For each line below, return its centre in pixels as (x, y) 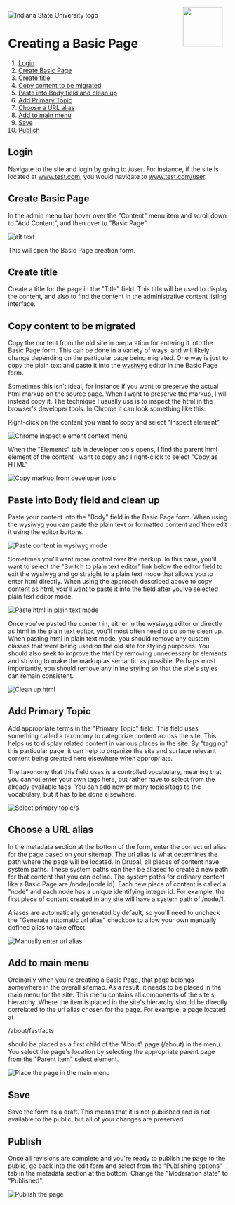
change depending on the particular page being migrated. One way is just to (118, 358)
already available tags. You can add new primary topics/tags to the (105, 787)
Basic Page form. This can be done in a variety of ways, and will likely (109, 350)
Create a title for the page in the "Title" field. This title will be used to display (118, 289)
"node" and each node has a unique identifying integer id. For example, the (116, 891)
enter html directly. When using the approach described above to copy (110, 581)
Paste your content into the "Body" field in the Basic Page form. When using (118, 517)
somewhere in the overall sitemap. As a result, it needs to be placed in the (115, 987)
